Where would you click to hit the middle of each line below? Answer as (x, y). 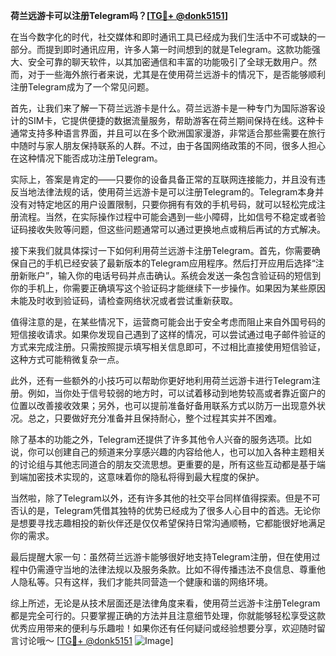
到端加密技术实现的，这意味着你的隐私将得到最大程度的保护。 (137, 477)
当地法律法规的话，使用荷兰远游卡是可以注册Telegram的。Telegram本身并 (171, 192)
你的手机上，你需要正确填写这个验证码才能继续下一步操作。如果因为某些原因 (168, 288)
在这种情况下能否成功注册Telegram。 (86, 158)
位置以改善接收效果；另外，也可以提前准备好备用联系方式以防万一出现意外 (163, 405)
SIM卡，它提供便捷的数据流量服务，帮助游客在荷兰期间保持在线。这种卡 (176, 120)
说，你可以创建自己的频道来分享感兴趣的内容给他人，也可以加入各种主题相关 (168, 452)
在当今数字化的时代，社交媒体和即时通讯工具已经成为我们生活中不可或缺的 (163, 37)
